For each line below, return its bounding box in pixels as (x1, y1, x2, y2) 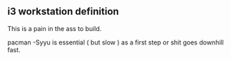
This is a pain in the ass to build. (7, 24, 102, 32)
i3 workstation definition (7, 6, 119, 18)
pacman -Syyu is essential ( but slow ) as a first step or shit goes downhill (7, 38, 225, 47)
